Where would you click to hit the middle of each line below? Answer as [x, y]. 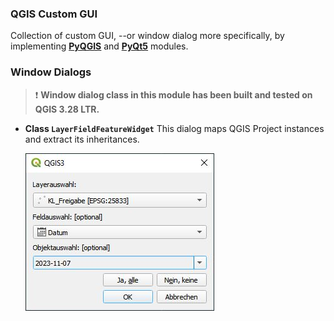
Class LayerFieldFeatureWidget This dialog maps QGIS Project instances [174, 128]
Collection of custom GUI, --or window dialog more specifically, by [147, 36]
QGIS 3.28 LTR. [67, 109]
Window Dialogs [51, 72]
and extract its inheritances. [82, 139]
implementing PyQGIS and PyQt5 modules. [99, 46]
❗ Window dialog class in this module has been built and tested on [173, 94]
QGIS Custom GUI [54, 14]
